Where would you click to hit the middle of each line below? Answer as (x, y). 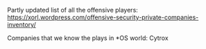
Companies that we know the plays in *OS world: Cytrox (88, 38)
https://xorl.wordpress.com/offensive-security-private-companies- (103, 17)
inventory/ (22, 24)
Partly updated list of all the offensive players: (73, 10)
